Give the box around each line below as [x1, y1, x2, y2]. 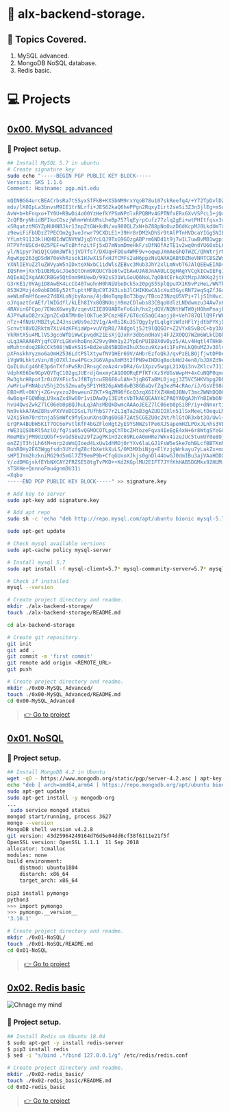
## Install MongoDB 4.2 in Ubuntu [7, 769, 106, 776]
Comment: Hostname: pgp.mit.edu [7, 185, 99, 192]
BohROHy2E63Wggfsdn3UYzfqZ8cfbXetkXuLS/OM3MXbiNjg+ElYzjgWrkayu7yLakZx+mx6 [7, 446, 228, 453]
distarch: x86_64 [19, 871, 69, 878]
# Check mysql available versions [7, 540, 106, 547]
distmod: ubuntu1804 [19, 864, 78, 872]
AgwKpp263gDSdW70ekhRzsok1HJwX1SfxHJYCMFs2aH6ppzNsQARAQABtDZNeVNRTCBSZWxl [7, 255, 228, 262]
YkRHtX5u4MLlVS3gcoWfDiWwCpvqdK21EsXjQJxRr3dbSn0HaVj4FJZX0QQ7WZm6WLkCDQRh [7, 331, 228, 338]
